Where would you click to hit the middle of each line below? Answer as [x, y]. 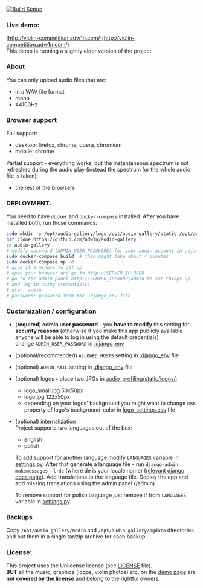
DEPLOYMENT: [29, 203]
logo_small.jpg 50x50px [53, 390]
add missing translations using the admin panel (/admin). [86, 483]
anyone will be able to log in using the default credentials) [87, 337]
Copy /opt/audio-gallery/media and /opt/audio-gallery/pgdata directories [100, 530]
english [33, 439]
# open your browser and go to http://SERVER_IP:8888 [76, 273]
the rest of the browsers [45, 187]
